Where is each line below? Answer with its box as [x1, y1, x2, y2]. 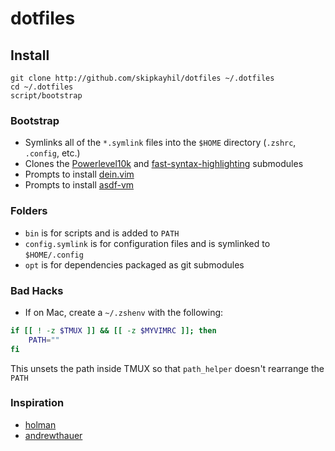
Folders [10, 204, 48, 218]
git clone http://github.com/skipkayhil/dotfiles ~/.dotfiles [10, 73, 275, 83]
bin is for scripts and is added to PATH [24, 227, 180, 239]
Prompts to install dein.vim [24, 168, 135, 181]
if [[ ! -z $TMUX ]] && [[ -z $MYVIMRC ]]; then [10, 325, 217, 336]
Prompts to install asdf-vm [24, 179, 135, 191]
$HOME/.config [24, 250, 84, 260]
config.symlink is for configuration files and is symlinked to [24, 237, 271, 249]
